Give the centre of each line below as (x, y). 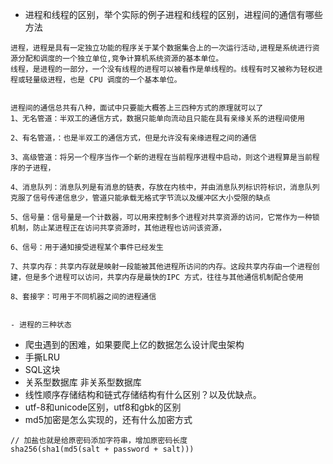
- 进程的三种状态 (41, 325)
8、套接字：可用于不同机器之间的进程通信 (83, 297)
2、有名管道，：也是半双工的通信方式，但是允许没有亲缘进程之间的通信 (133, 138)
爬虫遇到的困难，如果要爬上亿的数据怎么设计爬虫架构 (134, 344)
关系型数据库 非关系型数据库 (83, 382)
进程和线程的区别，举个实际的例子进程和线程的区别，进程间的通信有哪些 (173, 14)
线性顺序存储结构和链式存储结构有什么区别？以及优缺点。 (143, 394)
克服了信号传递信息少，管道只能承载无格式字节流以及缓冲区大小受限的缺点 (141, 198)
